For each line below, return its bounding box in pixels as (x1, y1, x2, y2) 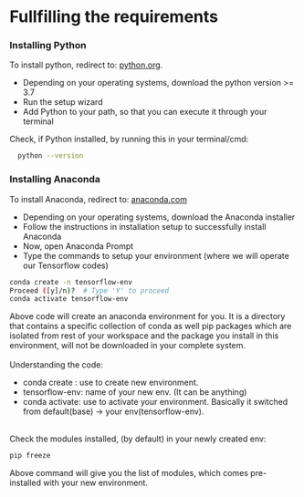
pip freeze (9, 451, 51, 461)
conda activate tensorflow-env (9, 295, 129, 304)
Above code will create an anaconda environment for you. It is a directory (9, 311, 286, 322)
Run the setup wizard (22, 97, 103, 108)
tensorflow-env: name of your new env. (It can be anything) (22, 387, 247, 398)
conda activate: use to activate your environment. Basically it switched (22, 397, 288, 408)
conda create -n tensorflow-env (9, 277, 132, 286)
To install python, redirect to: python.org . (9, 59, 163, 70)
